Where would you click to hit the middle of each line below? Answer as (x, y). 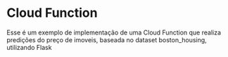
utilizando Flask (29, 47)
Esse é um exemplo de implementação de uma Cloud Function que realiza (114, 32)
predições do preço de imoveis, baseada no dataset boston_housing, (107, 39)
